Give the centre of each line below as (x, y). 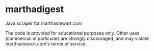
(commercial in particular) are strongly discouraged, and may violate (77, 38)
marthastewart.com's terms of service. (46, 43)
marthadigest (35, 9)
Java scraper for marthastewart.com (44, 23)
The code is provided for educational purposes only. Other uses (72, 33)
